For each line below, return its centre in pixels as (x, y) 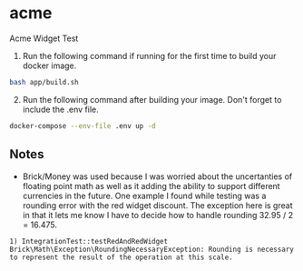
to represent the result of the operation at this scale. (121, 257)
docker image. (49, 65)
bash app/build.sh (44, 82)
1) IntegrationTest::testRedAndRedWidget (89, 241)
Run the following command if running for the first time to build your (149, 55)
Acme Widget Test (44, 38)
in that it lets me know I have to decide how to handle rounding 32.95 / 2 (157, 215)
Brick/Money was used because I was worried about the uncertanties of (157, 176)
